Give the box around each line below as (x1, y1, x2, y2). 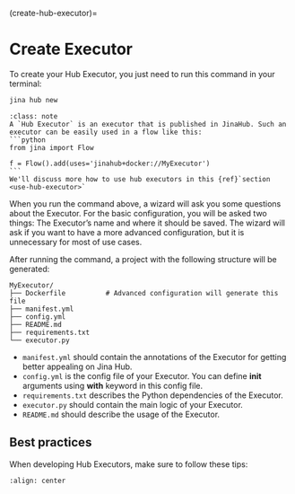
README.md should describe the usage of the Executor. (22, 409, 221, 419)
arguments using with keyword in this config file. (22, 380, 204, 391)
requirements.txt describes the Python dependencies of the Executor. (22, 390, 284, 401)
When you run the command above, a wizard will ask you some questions (9, 198, 282, 209)
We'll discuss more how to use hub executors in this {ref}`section (9, 174, 271, 183)
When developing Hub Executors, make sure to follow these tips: (9, 458, 248, 470)
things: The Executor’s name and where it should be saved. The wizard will (9, 217, 285, 228)
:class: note (9, 111, 58, 120)
